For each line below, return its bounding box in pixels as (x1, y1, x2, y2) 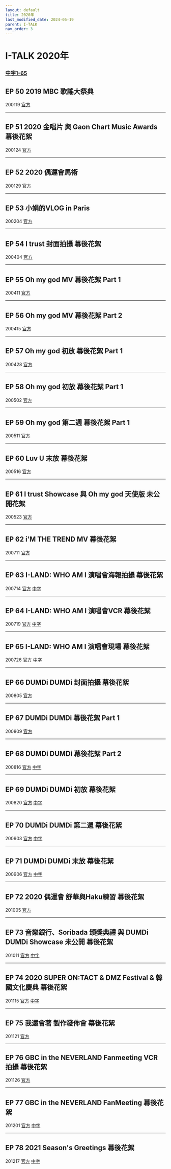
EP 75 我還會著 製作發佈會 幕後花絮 (5, 1019, 116, 1027)
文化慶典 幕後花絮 (12, 983, 67, 992)
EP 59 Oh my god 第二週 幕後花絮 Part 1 (5, 418, 130, 427)
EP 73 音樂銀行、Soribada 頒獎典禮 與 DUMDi (5, 928, 149, 937)
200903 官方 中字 (5, 836, 43, 842)
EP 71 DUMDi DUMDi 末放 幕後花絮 (5, 857, 114, 865)
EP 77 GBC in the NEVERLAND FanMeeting (5, 1098, 142, 1107)
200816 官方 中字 (5, 764, 42, 770)
